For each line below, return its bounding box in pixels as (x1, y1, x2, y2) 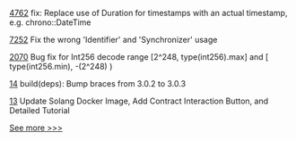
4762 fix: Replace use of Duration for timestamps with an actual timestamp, (9, 8, 288, 18)
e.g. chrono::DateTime (9, 17, 91, 28)
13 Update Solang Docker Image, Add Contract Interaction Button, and (9, 95, 269, 106)
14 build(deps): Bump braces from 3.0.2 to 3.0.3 (9, 79, 187, 88)
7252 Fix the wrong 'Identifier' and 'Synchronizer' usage (9, 35, 218, 45)
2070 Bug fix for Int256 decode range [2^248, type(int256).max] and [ (9, 52, 269, 62)
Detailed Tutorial (9, 105, 70, 115)
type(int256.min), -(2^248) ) (9, 62, 113, 71)
